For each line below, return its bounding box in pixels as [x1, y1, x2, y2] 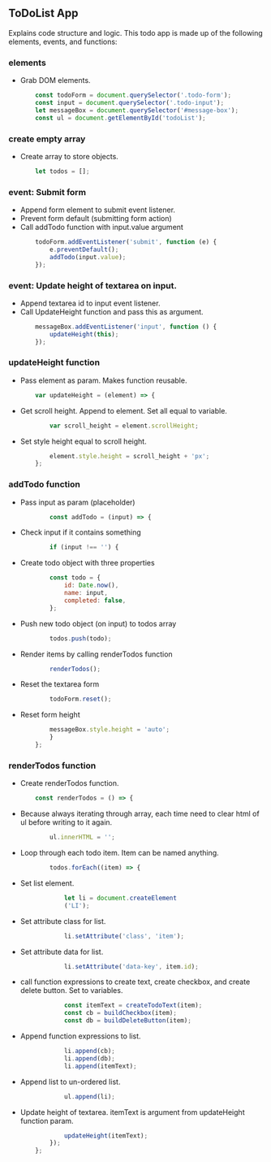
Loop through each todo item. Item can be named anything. [19, 848, 219, 858]
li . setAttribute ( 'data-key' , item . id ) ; [63, 962, 199, 970]
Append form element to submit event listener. [19, 205, 176, 215]
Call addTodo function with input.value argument [19, 223, 184, 232]
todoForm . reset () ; [49, 695, 112, 704]
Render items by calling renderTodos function [19, 649, 173, 659]
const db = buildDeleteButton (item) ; [63, 1017, 192, 1025]
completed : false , [63, 596, 127, 605]
